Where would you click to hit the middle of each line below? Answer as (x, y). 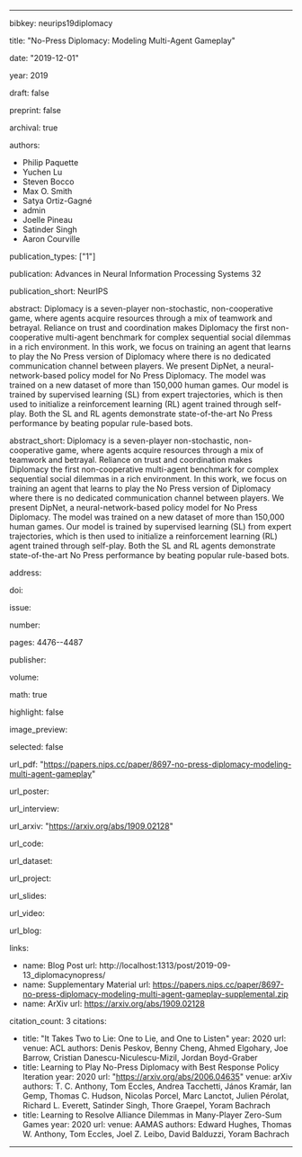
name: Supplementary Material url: (86, 984)
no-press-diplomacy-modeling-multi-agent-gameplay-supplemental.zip (155, 994)
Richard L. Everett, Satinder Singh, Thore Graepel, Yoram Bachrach (147, 1105)
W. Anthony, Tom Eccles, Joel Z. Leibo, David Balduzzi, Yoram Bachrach (156, 1134)
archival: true (34, 128)
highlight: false (37, 712)
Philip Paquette (50, 162)
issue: (20, 607)
